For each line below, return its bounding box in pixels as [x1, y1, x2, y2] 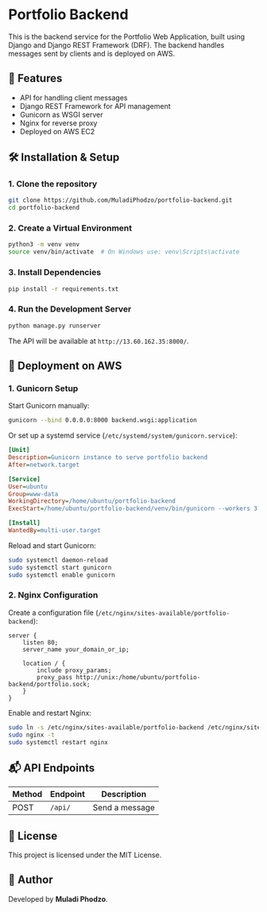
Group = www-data [8, 490, 59, 498]
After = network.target [8, 461, 80, 469]
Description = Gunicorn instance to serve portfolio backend [8, 454, 208, 462]
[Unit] [8, 446, 30, 454]
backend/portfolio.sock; [8, 680, 91, 688]
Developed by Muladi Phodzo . [8, 894, 109, 903]
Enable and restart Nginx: [8, 708, 91, 717]
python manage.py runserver [8, 322, 102, 330]
